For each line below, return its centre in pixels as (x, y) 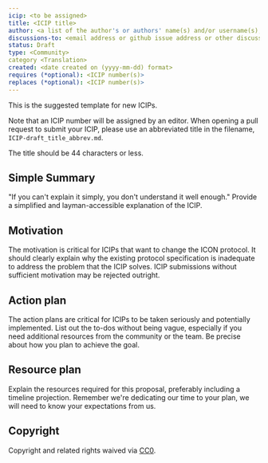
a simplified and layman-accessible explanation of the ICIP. (105, 206)
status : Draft (32, 45)
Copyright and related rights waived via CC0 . (82, 450)
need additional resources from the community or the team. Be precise (124, 336)
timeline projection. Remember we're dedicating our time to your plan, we (129, 397)
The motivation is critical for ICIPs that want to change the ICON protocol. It (132, 250)
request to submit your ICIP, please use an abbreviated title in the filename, (132, 129)
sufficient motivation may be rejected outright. (84, 275)
